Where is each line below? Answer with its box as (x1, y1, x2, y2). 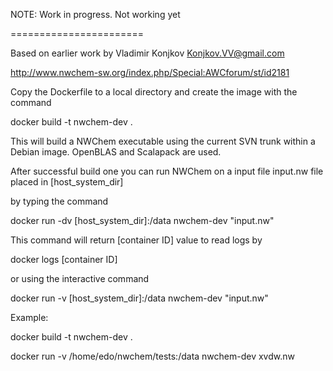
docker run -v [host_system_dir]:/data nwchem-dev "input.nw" (10, 292, 269, 304)
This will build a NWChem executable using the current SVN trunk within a (10, 135, 316, 147)
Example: (10, 312, 49, 323)
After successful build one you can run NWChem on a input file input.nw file (10, 165, 324, 177)
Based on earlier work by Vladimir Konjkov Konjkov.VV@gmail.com (10, 47, 285, 59)
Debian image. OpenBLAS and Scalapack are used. (10, 146, 222, 158)
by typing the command (10, 195, 109, 207)
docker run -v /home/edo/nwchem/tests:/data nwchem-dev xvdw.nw (10, 350, 295, 362)
